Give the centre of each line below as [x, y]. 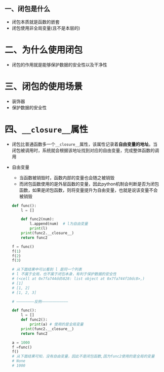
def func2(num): [38, 219]
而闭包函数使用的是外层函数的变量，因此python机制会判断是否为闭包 [89, 184]
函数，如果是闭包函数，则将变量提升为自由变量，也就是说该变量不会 [88, 190]
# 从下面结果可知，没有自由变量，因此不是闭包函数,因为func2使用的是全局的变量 [83, 357]
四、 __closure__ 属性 [46, 129]
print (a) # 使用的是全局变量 [57, 324]
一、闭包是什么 [27, 9]
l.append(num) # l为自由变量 [59, 224]
